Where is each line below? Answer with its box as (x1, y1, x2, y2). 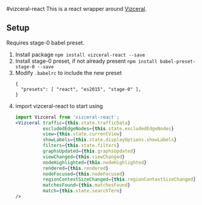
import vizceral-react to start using (15, 102, 103, 109)
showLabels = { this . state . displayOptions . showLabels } (42, 137, 177, 143)
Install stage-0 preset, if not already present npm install (15, 57, 157, 65)
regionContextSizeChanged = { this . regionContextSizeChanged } (42, 176, 197, 182)
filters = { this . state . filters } (42, 143, 120, 149)
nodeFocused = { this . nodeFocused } (42, 171, 125, 177)
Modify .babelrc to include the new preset (15, 69, 122, 76)
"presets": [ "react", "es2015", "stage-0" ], (21, 86, 142, 92)
